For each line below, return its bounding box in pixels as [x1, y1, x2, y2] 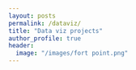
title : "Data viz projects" [8, 27, 104, 35]
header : [8, 42, 35, 50]
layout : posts [8, 11, 57, 20]
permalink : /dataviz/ [8, 19, 82, 27]
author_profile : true [8, 34, 82, 43]
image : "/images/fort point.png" [15, 49, 129, 57]
